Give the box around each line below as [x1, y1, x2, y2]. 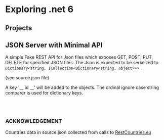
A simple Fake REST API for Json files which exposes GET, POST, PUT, [5, 54, 153, 60]
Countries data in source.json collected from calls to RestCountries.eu [5, 129, 151, 135]
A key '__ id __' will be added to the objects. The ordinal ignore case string [5, 84, 159, 90]
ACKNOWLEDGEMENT [5, 118, 62, 125]
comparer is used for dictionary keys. [5, 90, 84, 96]
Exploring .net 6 [5, 4, 74, 15]
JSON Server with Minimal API [5, 40, 103, 49]
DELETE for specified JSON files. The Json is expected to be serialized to [5, 60, 158, 66]
